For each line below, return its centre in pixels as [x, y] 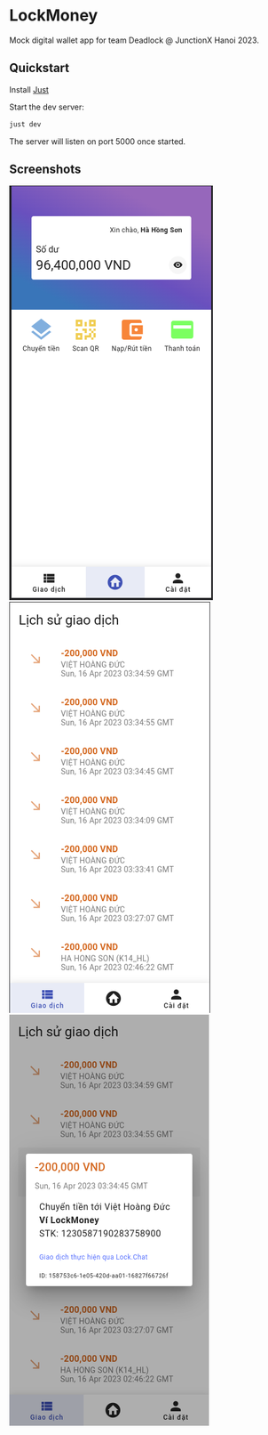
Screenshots [45, 170]
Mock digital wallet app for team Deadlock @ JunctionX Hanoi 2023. [134, 40]
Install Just [29, 89]
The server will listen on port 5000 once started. [98, 141]
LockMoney [54, 16]
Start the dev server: [47, 107]
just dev [25, 124]
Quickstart [39, 68]
